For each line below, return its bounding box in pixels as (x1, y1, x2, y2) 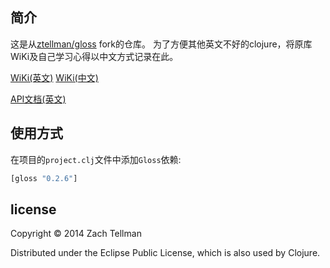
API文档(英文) (10, 93, 67, 105)
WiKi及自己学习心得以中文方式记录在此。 (10, 50, 179, 62)
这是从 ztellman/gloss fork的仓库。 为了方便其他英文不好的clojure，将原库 (10, 38, 313, 50)
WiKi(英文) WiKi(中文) (10, 71, 99, 83)
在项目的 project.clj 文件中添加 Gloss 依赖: (10, 153, 182, 165)
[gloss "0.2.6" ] (10, 173, 78, 183)
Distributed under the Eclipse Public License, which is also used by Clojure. (10, 247, 321, 259)
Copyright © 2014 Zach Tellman (10, 228, 142, 240)
